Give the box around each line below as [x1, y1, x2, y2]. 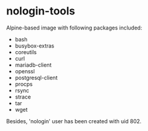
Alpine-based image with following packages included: [6, 24, 143, 31]
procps [14, 80, 33, 88]
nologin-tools [6, 4, 75, 18]
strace [14, 93, 31, 100]
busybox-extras [14, 42, 55, 49]
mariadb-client [14, 61, 52, 69]
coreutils [14, 48, 37, 55]
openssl [14, 67, 35, 75]
